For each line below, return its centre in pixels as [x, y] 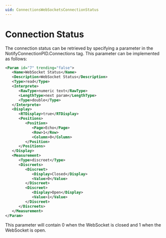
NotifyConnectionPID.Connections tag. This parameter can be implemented [83, 53]
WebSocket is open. [26, 230]
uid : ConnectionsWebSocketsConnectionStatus [52, 10]
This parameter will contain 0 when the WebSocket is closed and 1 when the [83, 225]
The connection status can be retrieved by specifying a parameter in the [79, 48]
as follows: [16, 59]
